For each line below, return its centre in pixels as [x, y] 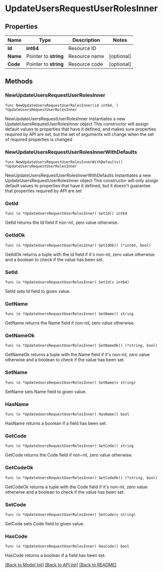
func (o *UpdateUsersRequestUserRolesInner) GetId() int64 [66, 214]
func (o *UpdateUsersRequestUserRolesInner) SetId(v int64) [67, 282]
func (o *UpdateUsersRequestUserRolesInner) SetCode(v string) [71, 515]
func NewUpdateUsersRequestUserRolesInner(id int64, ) [62, 105]
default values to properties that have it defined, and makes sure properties [81, 129]
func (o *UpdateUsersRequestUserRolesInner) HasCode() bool [67, 546]
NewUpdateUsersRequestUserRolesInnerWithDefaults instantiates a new [78, 175]
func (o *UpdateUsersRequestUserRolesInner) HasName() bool [67, 414]
